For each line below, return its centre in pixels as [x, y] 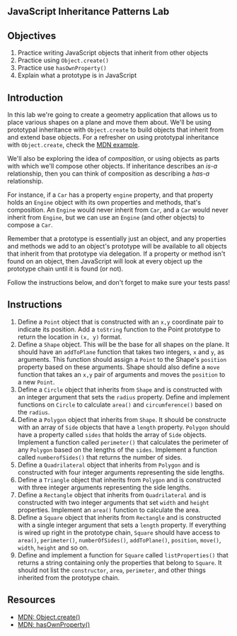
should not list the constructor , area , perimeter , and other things [112, 570]
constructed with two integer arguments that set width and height [114, 502]
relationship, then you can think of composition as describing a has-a [109, 174]
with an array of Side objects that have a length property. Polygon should [123, 427]
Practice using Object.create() [63, 60]
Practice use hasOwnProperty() [62, 68]
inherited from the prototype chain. [69, 577]
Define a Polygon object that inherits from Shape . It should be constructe [122, 419]
